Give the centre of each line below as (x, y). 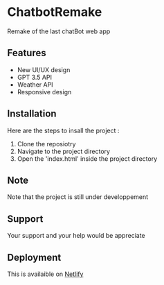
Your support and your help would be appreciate (76, 236)
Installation (32, 114)
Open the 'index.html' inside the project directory (87, 158)
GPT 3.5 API (34, 77)
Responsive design (44, 92)
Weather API (35, 85)
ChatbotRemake (55, 12)
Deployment (34, 257)
